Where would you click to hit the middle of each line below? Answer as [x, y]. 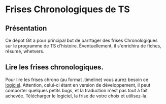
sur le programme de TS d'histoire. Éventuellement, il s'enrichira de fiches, [83, 46]
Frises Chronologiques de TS [68, 9]
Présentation [26, 28]
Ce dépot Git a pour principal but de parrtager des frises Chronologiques [81, 40]
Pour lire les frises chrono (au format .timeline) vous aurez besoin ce [77, 80]
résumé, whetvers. [25, 51]
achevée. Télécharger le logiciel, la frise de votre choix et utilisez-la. [77, 96]
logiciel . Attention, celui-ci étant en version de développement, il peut [78, 85]
